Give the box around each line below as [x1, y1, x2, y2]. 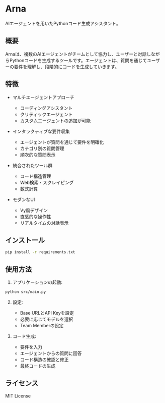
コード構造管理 [20, 173, 51, 179]
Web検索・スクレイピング [20, 179, 74, 185]
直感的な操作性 [20, 213, 51, 220]
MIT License [5, 392, 31, 399]
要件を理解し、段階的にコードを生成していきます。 [14, 64, 120, 70]
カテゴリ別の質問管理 [20, 145, 64, 152]
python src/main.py [5, 289, 46, 294]
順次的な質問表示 [20, 152, 56, 158]
